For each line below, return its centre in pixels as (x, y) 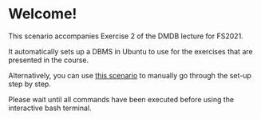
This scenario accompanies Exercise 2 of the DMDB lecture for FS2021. (126, 36)
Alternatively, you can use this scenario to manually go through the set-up (130, 75)
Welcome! (43, 14)
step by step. (30, 84)
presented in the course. (49, 60)
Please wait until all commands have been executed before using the (121, 99)
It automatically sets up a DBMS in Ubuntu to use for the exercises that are (130, 51)
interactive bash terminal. (50, 108)
